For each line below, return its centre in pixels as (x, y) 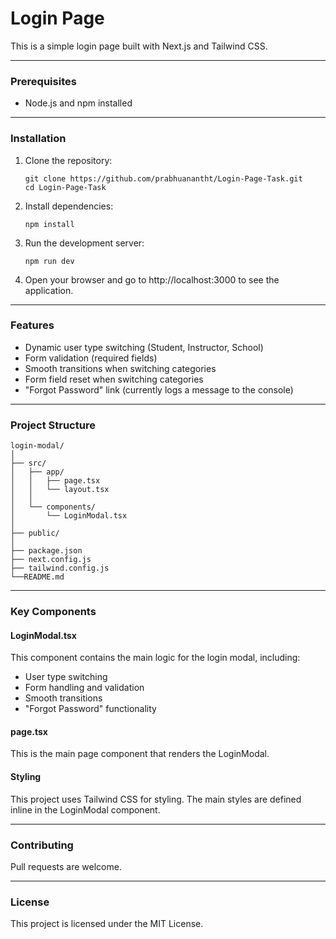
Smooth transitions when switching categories (120, 368)
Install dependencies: (69, 206)
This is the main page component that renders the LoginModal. (140, 754)
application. (49, 290)
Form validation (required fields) (91, 358)
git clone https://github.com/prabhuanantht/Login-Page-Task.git (163, 178)
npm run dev (49, 261)
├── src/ (28, 463)
